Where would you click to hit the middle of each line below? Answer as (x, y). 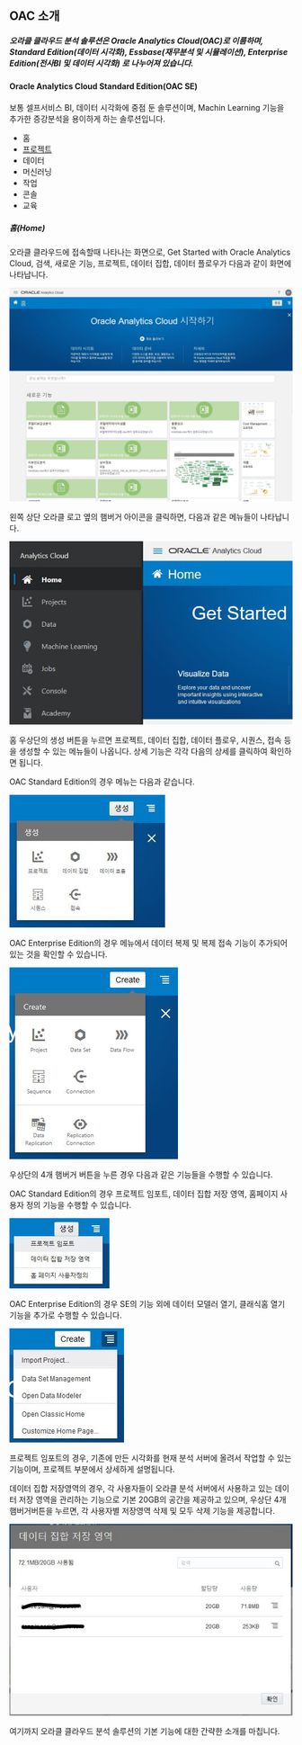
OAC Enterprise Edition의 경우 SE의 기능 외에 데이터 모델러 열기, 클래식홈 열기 (147, 1304)
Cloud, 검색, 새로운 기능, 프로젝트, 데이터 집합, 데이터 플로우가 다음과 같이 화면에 (151, 263)
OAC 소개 (35, 16)
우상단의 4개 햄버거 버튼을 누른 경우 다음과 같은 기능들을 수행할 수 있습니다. (141, 1175)
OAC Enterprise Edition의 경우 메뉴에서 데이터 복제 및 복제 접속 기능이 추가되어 (148, 944)
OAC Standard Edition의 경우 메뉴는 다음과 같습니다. (102, 782)
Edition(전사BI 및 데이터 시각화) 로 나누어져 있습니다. (102, 63)
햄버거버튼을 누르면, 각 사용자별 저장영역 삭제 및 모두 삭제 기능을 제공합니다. (142, 1511)
